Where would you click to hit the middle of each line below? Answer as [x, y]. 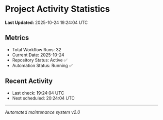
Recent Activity [29, 81]
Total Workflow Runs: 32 [37, 49]
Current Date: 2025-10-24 [38, 55]
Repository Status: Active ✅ [40, 60]
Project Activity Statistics [57, 9]
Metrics [17, 38]
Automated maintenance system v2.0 [43, 112]
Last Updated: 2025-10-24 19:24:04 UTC [47, 22]
